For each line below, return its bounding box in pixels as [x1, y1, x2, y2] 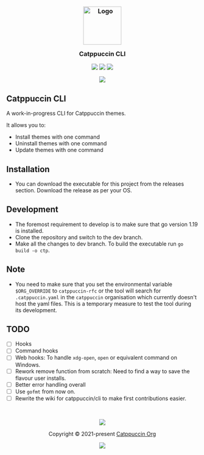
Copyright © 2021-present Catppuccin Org [48, 430, 157, 437]
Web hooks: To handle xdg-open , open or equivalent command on [15, 354, 178, 362]
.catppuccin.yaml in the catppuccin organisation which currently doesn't [15, 293, 197, 300]
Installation [6, 164, 50, 174]
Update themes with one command [15, 147, 104, 154]
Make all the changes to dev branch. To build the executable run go [15, 240, 184, 247]
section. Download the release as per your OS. [15, 186, 132, 194]
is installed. [15, 227, 44, 235]
